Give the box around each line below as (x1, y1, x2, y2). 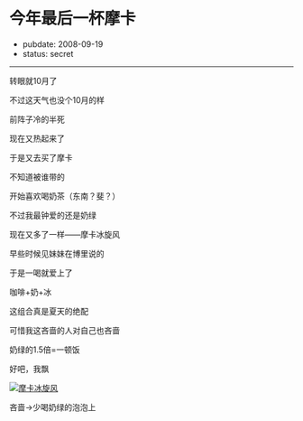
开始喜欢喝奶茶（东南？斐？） (9, 191, 120, 201)
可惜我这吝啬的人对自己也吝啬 (9, 324, 120, 335)
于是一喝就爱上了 (9, 267, 73, 278)
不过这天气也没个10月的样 (9, 94, 106, 105)
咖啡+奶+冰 (9, 286, 52, 297)
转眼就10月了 (9, 75, 58, 86)
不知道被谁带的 (9, 171, 65, 182)
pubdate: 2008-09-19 (22, 38, 104, 50)
